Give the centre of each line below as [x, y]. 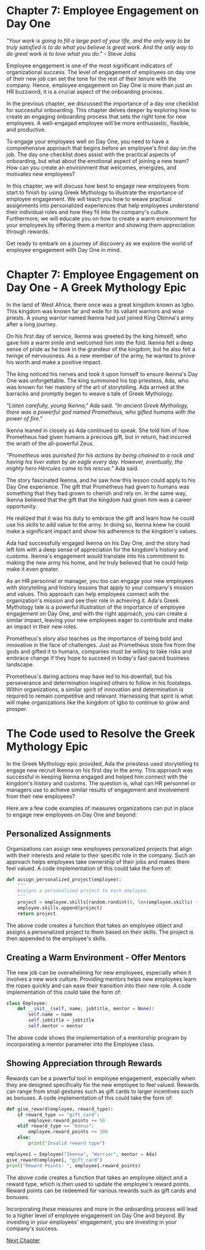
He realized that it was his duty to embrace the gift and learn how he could [100, 518]
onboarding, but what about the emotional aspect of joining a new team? [98, 161]
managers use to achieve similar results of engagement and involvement [98, 790]
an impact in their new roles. [42, 627]
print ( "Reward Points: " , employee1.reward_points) [73, 1165]
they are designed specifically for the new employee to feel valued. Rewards [102, 1084]
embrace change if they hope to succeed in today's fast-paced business [98, 658]
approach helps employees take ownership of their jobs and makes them [98, 861]
